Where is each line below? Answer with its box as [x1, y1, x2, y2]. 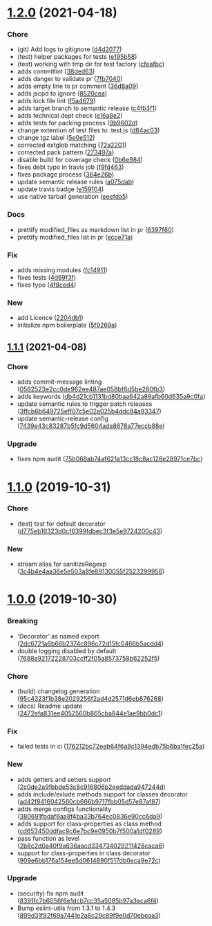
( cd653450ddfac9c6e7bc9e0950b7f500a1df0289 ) [17, 826, 162, 835]
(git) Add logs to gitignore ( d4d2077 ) [17, 45, 122, 53]
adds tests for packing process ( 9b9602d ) [17, 119, 138, 127]
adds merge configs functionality [17, 805, 112, 813]
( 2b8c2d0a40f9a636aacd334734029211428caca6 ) [17, 842, 165, 850]
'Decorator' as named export [17, 632, 99, 640]
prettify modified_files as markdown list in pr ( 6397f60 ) [17, 225, 175, 233]
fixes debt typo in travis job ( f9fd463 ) [17, 163, 124, 171]
